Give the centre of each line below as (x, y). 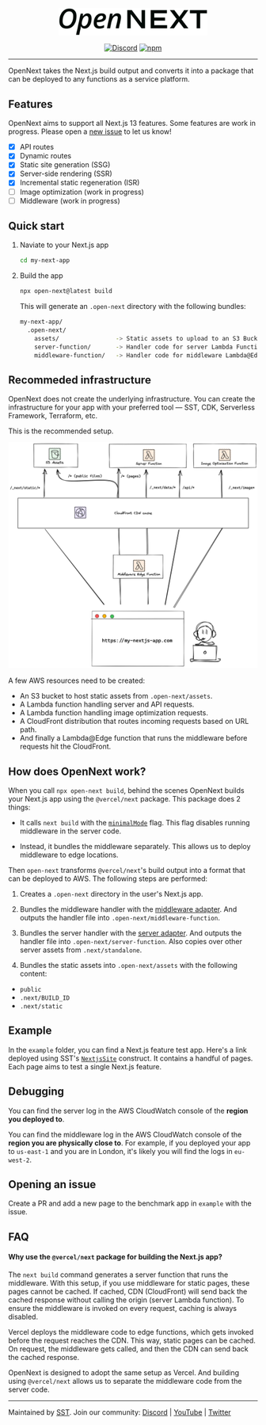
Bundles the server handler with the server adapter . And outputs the (131, 933)
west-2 (19, 1160)
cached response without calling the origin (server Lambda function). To (126, 1300)
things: (19, 807)
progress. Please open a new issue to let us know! (90, 131)
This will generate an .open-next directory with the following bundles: (133, 307)
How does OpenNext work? (77, 771)
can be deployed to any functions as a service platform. (99, 79)
